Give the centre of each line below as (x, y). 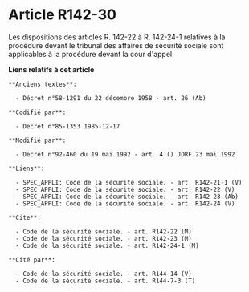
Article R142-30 (63, 15)
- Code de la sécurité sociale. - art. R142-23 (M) (104, 238)
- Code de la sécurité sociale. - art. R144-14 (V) (104, 274)
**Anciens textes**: (43, 84)
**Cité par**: (32, 260)
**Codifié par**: (37, 112)
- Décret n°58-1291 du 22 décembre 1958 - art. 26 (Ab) (111, 98)
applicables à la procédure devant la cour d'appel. (91, 54)
